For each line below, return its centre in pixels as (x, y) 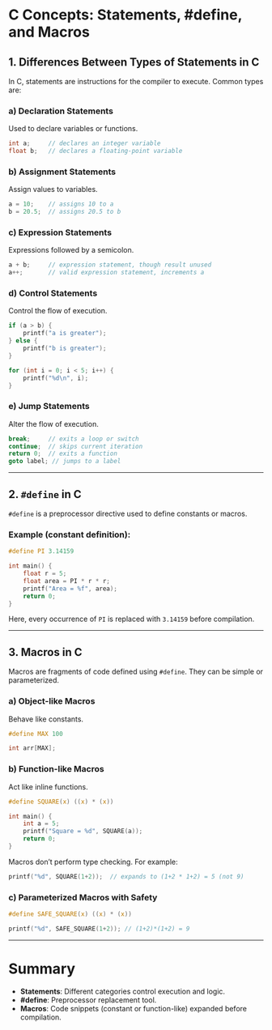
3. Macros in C (45, 652)
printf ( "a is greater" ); (65, 334)
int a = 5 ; (41, 824)
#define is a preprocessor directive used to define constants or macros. (128, 514)
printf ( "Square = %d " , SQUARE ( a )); (83, 832)
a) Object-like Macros (52, 701)
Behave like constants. (46, 719)
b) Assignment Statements (62, 172)
